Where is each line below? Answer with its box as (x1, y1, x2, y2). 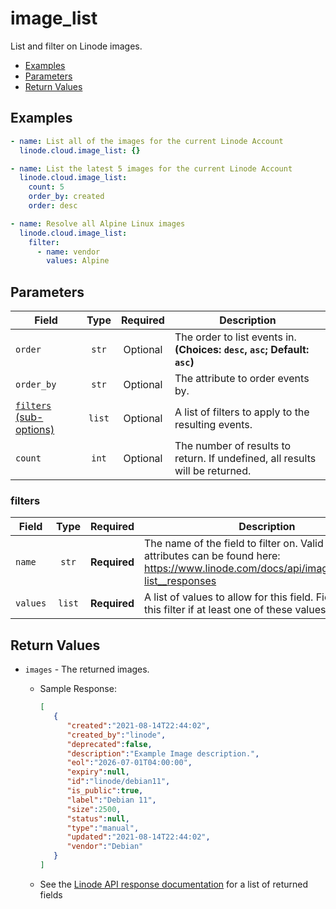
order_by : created (28, 192, 105, 202)
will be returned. (174, 464, 252, 478)
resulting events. (174, 418, 253, 432)
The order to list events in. (174, 330, 297, 344)
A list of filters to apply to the (174, 405, 310, 419)
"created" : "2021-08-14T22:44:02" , (66, 720, 211, 731)
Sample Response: (39, 683, 117, 695)
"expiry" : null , (66, 767, 130, 777)
